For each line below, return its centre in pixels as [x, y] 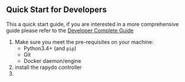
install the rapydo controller [48, 67]
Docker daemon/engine [52, 61]
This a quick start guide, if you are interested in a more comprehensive [92, 24]
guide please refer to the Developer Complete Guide [70, 30]
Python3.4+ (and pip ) [50, 48]
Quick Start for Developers [56, 10]
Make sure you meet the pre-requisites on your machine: [84, 42]
